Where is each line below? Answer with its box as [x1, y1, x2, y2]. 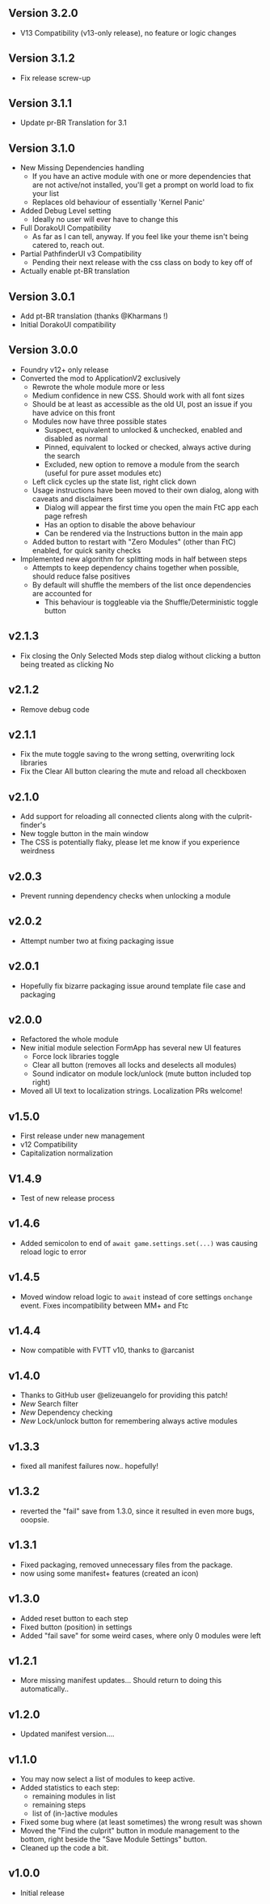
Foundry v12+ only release [19, 365, 109, 374]
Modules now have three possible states [32, 416, 167, 426]
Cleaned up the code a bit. [19, 1842, 109, 1852]
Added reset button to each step [19, 1613, 129, 1623]
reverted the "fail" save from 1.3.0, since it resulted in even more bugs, [19, 1506, 255, 1516]
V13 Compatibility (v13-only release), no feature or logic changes [19, 28, 237, 37]
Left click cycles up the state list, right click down [32, 476, 196, 486]
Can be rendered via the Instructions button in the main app [44, 528, 243, 538]
